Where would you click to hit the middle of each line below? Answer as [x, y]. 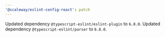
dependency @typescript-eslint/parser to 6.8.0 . [56, 29]
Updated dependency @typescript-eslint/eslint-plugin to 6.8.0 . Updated [83, 24]
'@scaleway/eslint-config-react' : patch [48, 10]
